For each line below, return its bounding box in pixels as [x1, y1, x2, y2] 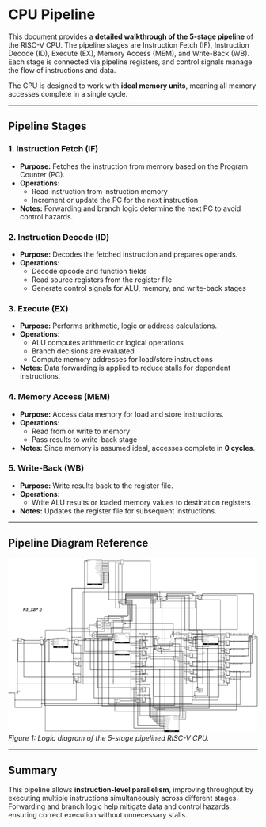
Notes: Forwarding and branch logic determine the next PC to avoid [19, 204, 241, 213]
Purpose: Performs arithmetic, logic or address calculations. [19, 321, 218, 330]
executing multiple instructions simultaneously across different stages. [8, 793, 239, 802]
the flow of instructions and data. [8, 65, 116, 74]
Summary [8, 764, 58, 777]
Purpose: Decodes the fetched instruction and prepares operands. [19, 250, 238, 259]
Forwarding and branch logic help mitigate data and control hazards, [8, 802, 232, 811]
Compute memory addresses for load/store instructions [31, 355, 214, 364]
